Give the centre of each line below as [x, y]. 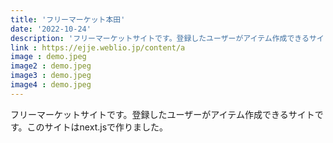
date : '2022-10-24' [51, 29]
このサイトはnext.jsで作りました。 [97, 127]
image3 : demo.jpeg [51, 76]
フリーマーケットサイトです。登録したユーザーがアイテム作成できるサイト [162, 114]
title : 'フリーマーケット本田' [68, 19]
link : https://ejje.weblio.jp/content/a [98, 47]
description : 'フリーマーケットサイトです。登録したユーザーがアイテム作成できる [160, 38]
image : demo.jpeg [48, 57]
